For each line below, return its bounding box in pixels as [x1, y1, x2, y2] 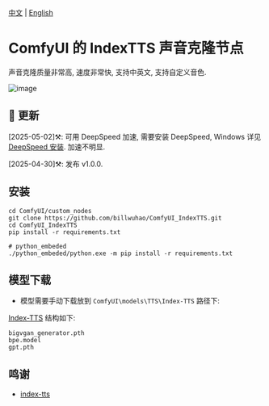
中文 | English [8, 8, 54, 17]
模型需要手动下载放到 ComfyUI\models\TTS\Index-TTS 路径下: [19, 296, 221, 306]
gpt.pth [8, 343, 35, 352]
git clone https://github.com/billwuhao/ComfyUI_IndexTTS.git [8, 214, 222, 222]
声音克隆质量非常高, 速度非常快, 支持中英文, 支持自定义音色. [8, 67, 207, 77]
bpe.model [8, 337, 42, 345]
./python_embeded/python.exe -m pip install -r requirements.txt [8, 249, 233, 257]
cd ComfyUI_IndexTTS [8, 221, 78, 229]
